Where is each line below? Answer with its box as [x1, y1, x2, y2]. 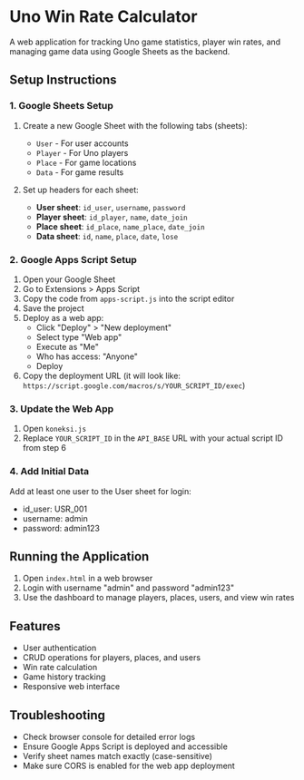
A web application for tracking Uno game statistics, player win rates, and [9, 36, 281, 47]
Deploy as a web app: [22, 312, 104, 323]
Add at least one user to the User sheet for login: [9, 485, 192, 496]
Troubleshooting [9, 707, 106, 723]
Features [9, 619, 61, 634]
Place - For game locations [35, 157, 137, 168]
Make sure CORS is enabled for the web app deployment [22, 760, 236, 771]
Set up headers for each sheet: [22, 184, 139, 195]
